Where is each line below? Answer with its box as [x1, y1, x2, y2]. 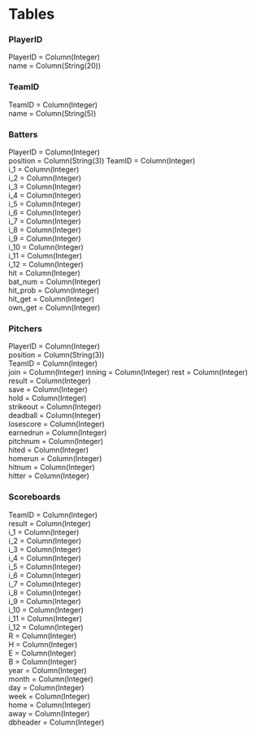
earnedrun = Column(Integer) [8, 428, 107, 437]
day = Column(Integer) [8, 682, 85, 692]
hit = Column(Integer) [8, 268, 81, 278]
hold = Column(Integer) [8, 394, 87, 403]
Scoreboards [8, 491, 61, 502]
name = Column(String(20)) [8, 61, 102, 71]
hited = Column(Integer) [8, 445, 89, 455]
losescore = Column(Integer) [8, 420, 106, 429]
